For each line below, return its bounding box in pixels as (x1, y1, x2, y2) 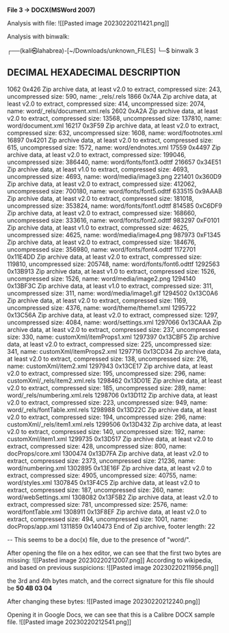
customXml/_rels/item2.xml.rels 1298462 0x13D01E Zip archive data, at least (7, 377, 222, 385)
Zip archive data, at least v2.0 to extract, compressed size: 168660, (7, 208, 197, 217)
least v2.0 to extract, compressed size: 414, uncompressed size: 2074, (7, 99, 206, 108)
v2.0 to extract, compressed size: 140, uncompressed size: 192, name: (7, 427, 206, 435)
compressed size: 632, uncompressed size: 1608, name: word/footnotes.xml (7, 128, 223, 136)
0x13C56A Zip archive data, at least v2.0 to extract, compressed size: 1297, (7, 311, 219, 319)
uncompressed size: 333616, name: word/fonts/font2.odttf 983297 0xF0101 (7, 216, 220, 224)
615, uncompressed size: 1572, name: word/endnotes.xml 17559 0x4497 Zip (7, 143, 221, 152)
